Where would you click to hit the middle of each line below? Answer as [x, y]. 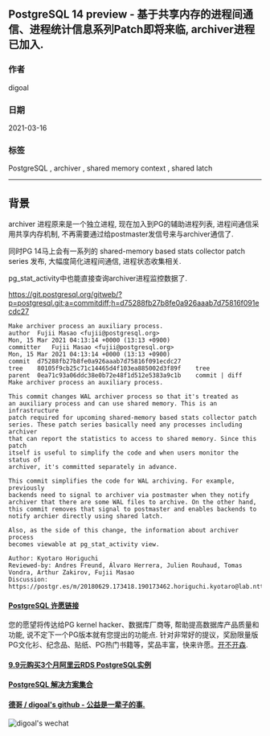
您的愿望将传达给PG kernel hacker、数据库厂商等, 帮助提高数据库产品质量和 [134, 625]
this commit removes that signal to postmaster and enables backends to [133, 509]
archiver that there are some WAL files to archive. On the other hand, [133, 502]
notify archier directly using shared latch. [86, 516]
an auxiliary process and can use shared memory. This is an [113, 404]
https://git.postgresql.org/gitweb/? [65, 294]
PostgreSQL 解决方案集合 [51, 685]
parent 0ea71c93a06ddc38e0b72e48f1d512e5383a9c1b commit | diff [125, 376]
